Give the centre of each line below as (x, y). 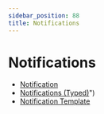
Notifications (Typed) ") (57, 93)
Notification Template (55, 101)
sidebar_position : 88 (44, 16)
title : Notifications (44, 23)
